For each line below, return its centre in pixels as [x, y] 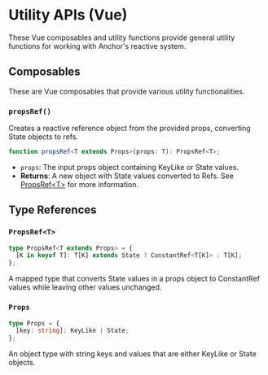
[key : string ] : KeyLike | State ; [72, 331]
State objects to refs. [44, 137]
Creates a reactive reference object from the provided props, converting [130, 129]
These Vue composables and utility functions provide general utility [122, 37]
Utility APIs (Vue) [68, 15]
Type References [53, 210]
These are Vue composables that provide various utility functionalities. [127, 91]
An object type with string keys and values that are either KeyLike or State [132, 354]
